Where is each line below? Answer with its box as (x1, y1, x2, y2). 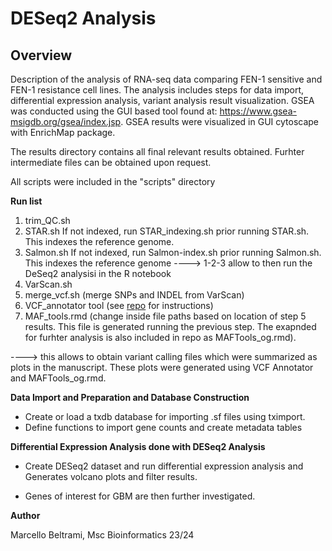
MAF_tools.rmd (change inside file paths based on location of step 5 (24, 310, 307, 322)
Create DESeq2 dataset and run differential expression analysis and (24, 460, 304, 472)
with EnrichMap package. (10, 127, 116, 138)
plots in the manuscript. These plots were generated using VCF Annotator (10, 362, 314, 373)
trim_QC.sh (24, 215, 71, 226)
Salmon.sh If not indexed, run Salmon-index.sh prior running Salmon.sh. (24, 247, 322, 258)
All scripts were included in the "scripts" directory (10, 176, 216, 187)
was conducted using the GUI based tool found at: (10, 105, 218, 117)
